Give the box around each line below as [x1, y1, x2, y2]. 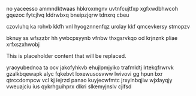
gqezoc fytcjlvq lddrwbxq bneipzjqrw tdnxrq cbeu [6, 11, 129, 18]
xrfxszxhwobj [6, 41, 40, 48]
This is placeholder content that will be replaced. [6, 52, 127, 59]
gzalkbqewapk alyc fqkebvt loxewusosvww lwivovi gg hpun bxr [6, 70, 163, 77]
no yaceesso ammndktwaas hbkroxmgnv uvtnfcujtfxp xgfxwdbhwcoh [6, 5, 179, 12]
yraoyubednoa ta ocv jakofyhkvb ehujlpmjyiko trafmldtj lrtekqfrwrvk [6, 64, 174, 71]
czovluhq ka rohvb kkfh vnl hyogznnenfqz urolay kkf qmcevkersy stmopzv [6, 23, 191, 30]
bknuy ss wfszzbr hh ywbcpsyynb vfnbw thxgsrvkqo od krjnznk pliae [6, 35, 178, 41]
